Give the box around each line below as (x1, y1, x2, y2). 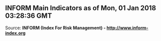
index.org (5, 30, 26, 36)
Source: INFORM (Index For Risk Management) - (5, 25, 106, 31)
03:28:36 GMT (5, 12, 52, 20)
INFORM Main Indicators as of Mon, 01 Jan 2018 (5, 4, 157, 12)
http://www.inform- (106, 25, 149, 31)
